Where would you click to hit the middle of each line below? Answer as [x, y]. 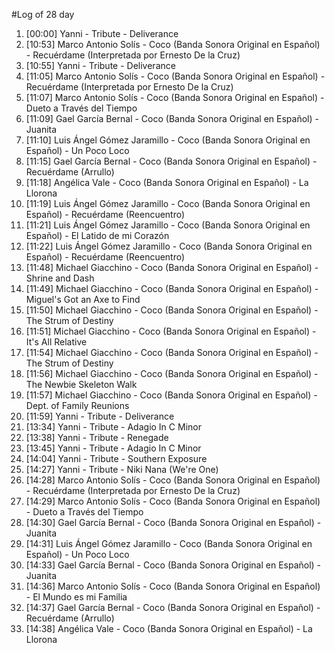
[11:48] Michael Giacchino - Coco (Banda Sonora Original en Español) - [172, 267]
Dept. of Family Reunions [77, 405]
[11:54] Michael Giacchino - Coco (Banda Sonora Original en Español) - [172, 352]
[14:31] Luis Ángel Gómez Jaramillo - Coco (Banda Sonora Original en [169, 543]
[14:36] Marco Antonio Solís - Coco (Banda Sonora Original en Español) [173, 586]
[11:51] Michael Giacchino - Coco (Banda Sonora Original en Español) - [171, 331]
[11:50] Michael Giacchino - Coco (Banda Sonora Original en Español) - [172, 310]
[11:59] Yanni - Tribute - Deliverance [100, 416]
